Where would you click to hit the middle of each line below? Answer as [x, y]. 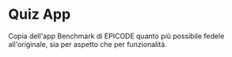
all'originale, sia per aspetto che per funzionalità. [88, 44]
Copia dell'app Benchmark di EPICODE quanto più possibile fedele [116, 36]
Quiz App [40, 14]
